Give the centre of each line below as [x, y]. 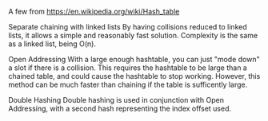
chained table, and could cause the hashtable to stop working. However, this [134, 76]
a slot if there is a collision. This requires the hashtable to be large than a [128, 68]
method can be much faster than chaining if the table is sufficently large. [128, 84]
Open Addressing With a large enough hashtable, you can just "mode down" [134, 59]
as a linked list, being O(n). [52, 44]
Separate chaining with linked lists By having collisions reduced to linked [128, 27]
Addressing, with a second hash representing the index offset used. [120, 108]
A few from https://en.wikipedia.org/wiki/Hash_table [94, 12]
